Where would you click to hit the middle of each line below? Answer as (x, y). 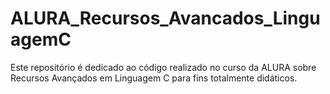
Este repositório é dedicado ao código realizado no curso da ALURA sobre (163, 67)
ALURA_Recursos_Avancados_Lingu (165, 18)
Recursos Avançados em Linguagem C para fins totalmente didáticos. (154, 78)
